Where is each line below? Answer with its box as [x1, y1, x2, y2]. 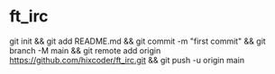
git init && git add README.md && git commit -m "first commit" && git [9, 36, 266, 46]
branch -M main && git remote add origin [9, 45, 161, 55]
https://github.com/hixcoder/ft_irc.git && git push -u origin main [9, 54, 245, 65]
